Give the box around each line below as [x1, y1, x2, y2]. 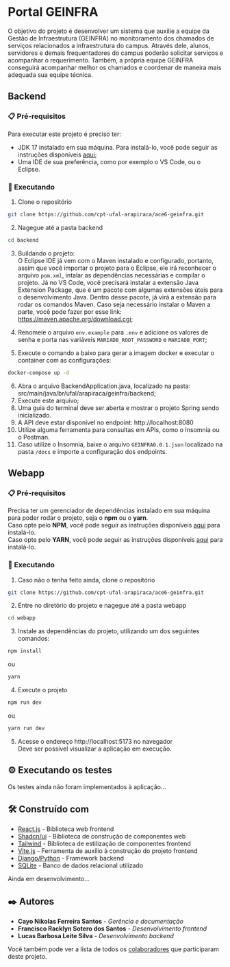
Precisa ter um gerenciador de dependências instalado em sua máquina [8, 506, 211, 515]
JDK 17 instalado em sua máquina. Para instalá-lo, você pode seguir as [17, 143, 218, 151]
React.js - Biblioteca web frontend [17, 825, 114, 833]
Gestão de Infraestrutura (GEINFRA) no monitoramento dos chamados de [8, 34, 214, 42]
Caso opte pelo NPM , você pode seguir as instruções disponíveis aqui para [8, 521, 220, 530]
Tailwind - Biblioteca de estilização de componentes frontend [17, 839, 191, 848]
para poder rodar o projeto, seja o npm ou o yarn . [8, 514, 149, 522]
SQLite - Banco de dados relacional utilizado [17, 861, 144, 869]
